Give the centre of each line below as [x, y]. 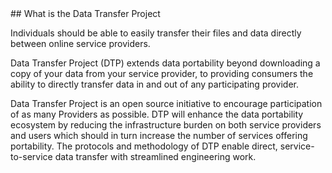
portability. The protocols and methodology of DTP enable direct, [144, 146]
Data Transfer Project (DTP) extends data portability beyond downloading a [165, 63]
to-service [31, 156]
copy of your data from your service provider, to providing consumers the [162, 73]
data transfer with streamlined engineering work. [155, 156]
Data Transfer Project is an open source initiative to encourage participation [166, 103]
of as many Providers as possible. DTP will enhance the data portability [157, 114]
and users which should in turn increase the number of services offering [159, 135]
